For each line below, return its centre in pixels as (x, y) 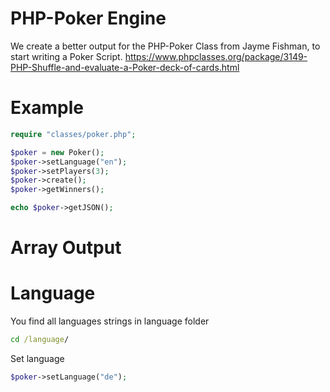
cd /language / (40, 340)
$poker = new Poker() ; (57, 152)
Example (47, 108)
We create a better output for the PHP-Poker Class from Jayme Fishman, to (165, 46)
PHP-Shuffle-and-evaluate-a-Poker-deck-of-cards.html (125, 67)
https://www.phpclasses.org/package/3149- (216, 56)
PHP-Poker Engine (88, 18)
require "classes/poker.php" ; (73, 134)
